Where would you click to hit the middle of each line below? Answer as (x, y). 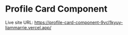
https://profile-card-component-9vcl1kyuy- (78, 22)
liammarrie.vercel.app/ (28, 27)
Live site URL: (19, 22)
